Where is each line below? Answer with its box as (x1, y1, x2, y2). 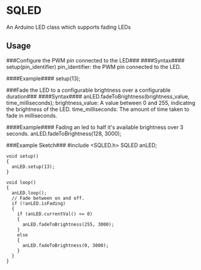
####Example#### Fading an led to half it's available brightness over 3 (6, 124, 184, 131)
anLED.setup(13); (11, 163, 55, 170)
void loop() (6, 179, 36, 185)
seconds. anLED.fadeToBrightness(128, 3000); (6, 130, 122, 137)
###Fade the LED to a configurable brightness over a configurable (6, 86, 171, 94)
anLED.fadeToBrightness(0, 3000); (22, 242, 110, 248)
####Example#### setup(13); (6, 74, 81, 82)
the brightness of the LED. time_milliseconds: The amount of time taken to (6, 106, 190, 113)
